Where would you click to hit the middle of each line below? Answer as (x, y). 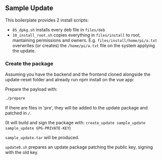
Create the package (29, 63)
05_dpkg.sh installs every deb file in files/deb (59, 30)
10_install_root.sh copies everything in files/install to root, (76, 35)
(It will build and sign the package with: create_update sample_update (75, 122)
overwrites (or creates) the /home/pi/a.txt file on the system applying (83, 45)
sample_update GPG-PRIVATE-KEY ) (38, 128)
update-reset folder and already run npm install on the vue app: (70, 80)
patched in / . (18, 113)
